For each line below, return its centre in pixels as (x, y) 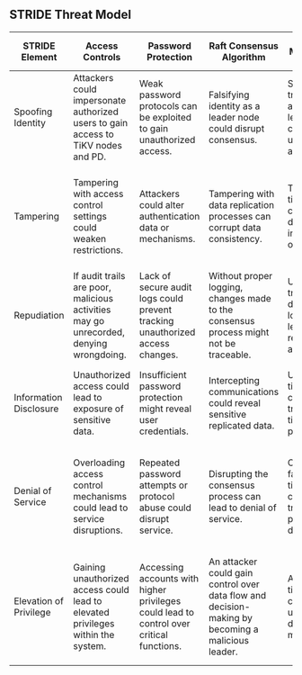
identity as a (234, 105)
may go (89, 320)
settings (90, 216)
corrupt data (235, 227)
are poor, (93, 287)
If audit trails (99, 275)
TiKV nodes (98, 145)
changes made (240, 298)
